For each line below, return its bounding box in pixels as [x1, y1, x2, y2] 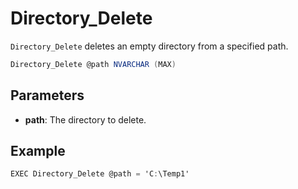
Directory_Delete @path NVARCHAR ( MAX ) [10, 59, 177, 69]
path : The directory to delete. [24, 113, 147, 126]
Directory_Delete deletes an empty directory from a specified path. [10, 40, 289, 52]
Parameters [10, 87, 85, 104]
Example [10, 143, 66, 160]
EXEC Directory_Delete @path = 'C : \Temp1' [10, 169, 190, 179]
